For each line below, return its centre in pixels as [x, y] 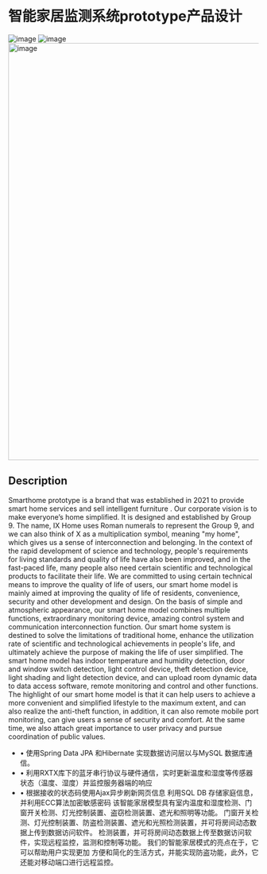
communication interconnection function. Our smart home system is [120, 626]
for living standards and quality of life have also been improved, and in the [130, 559]
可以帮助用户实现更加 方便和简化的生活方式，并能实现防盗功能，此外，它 [139, 852]
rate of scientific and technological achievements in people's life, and [122, 644]
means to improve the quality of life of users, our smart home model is [123, 584]
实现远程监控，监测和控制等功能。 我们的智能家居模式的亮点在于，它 [146, 842]
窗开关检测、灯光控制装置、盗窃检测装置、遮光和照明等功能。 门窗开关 [135, 812]
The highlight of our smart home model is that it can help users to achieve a [132, 694]
